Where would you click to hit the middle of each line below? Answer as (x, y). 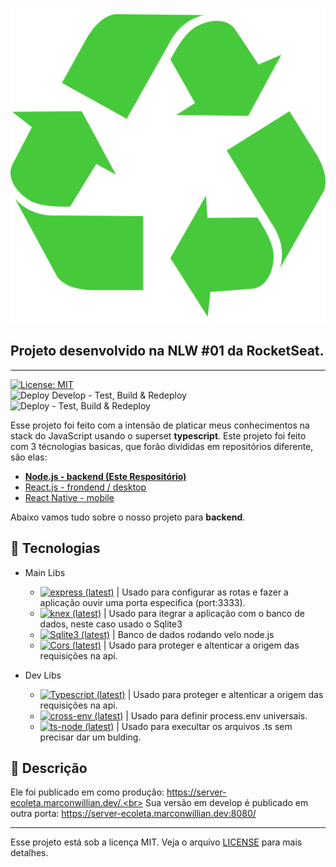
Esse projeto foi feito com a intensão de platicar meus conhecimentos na (160, 425)
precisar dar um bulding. (90, 737)
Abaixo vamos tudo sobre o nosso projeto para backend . (128, 517)
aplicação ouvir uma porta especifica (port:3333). (142, 602)
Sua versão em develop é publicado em (227, 803)
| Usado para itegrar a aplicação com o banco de (204, 613)
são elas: (29, 457)
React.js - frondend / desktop (85, 487)
